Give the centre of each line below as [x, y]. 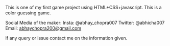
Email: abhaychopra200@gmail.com [43, 28]
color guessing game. [28, 13]
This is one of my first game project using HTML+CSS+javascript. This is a [83, 7]
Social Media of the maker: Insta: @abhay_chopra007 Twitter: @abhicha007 [85, 23]
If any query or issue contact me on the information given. [66, 38]
